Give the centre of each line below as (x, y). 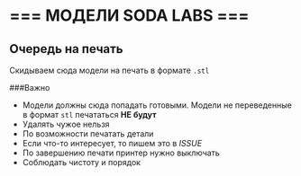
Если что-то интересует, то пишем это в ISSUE (112, 143)
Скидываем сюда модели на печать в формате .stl (109, 70)
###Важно (30, 88)
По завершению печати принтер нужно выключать (121, 153)
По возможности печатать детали (88, 134)
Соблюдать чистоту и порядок (82, 162)
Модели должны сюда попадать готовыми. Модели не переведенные (157, 105)
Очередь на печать (66, 49)
